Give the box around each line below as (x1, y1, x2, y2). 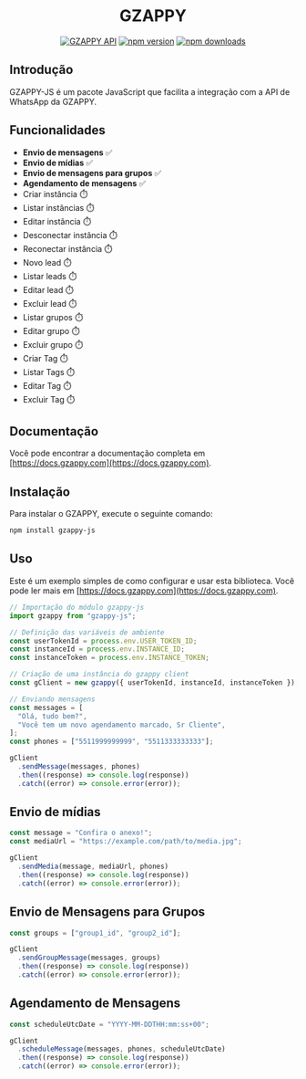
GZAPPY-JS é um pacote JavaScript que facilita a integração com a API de (9, 86, 291, 97)
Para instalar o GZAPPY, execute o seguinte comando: (9, 508, 213, 519)
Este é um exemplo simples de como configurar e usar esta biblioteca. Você (9, 575, 295, 586)
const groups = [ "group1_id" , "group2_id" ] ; (9, 928, 181, 938)
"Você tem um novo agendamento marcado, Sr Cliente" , (17, 720, 226, 729)
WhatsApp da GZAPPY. (9, 96, 97, 107)
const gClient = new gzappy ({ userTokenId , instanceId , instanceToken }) (9, 678, 296, 687)
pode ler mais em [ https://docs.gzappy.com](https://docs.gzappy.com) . (9, 585, 279, 596)
